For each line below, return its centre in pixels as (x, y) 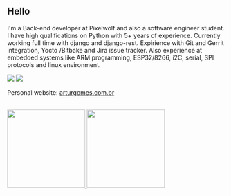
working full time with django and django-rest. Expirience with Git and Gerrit (115, 43)
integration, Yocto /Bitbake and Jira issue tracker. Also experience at (105, 50)
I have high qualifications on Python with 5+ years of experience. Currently (114, 35)
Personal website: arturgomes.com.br (61, 92)
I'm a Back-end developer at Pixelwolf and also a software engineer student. (116, 28)
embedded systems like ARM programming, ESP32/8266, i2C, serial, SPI (111, 57)
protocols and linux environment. (54, 64)
